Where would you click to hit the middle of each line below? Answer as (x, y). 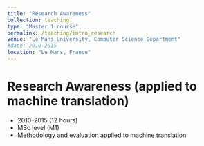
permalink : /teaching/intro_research (62, 33)
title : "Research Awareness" (49, 13)
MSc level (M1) (38, 127)
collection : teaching (38, 20)
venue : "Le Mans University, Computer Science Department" (94, 39)
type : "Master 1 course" (43, 26)
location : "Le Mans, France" (49, 53)
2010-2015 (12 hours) (47, 120)
